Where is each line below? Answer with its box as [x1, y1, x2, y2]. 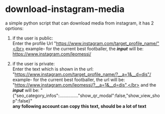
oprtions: [5, 25, 24, 31]
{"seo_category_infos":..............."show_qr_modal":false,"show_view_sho [12, 92, 161, 98]
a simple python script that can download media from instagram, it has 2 [5, 20, 154, 26]
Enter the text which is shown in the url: [12, 66, 94, 72]
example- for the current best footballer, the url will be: [12, 76, 126, 82]
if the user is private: [12, 60, 55, 66]
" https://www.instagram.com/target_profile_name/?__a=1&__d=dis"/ [12, 71, 152, 77]
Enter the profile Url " [12, 40, 56, 46]
